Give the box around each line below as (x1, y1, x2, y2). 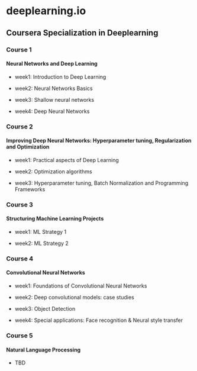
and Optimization (6, 143, 50, 150)
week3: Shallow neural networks (14, 96, 95, 103)
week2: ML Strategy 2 (14, 240, 69, 247)
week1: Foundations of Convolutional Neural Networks (14, 282, 147, 289)
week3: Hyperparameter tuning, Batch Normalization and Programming (14, 179, 189, 186)
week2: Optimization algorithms (14, 167, 93, 175)
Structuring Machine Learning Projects (6, 215, 104, 222)
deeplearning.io (6, 4, 86, 18)
